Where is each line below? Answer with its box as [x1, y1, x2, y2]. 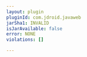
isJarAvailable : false [6, 25, 63, 32]
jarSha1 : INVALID [6, 20, 49, 26]
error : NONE [6, 31, 36, 37]
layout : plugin [6, 8, 44, 15]
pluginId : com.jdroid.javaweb [6, 14, 82, 20]
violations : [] [6, 37, 44, 43]
